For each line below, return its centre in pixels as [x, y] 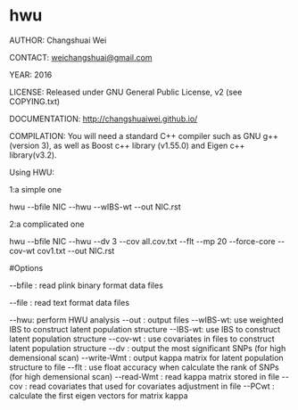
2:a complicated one [47, 224]
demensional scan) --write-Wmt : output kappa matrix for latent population [146, 357]
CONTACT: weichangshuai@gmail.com [81, 57]
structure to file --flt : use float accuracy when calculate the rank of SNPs [144, 367]
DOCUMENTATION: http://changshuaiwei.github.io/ [103, 119]
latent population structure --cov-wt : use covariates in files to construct [142, 339]
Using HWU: [32, 172]
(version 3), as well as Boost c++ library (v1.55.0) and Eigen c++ [127, 145]
